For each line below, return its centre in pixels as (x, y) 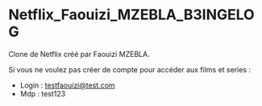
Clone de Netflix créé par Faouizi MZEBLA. (79, 54)
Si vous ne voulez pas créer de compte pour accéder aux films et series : (130, 69)
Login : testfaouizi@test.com (67, 85)
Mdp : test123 (43, 93)
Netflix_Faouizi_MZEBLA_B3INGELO (132, 15)
